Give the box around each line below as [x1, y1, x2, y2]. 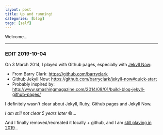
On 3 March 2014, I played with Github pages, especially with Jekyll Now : [5, 61, 152, 67]
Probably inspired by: [12, 81, 55, 87]
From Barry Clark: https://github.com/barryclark [12, 71, 108, 76]
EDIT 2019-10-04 [5, 50, 47, 57]
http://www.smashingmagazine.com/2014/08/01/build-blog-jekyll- [12, 86, 145, 92]
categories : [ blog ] [5, 16, 45, 21]
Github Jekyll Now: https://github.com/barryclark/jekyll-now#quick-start [12, 76, 157, 82]
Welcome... [5, 34, 28, 40]
